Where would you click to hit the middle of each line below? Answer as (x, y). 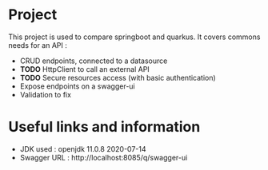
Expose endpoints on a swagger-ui (77, 86)
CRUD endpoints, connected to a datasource (94, 61)
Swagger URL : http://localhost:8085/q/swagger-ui (104, 157)
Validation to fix (46, 94)
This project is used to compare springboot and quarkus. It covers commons (134, 37)
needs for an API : (38, 45)
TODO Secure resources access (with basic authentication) (118, 77)
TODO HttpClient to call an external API (84, 69)
